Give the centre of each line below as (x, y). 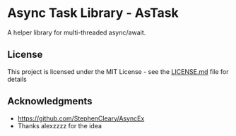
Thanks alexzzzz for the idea (60, 125)
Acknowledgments (50, 101)
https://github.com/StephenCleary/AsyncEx (81, 118)
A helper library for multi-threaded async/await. (77, 32)
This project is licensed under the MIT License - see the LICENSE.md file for (118, 71)
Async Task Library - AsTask (93, 13)
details (17, 79)
